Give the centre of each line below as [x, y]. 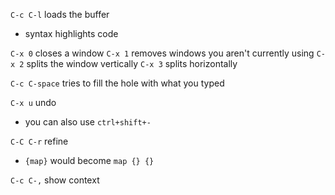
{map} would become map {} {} [89, 160]
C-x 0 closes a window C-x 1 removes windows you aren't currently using [162, 53]
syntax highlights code [71, 33]
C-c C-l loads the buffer [60, 14]
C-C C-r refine [39, 141]
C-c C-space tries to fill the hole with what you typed [117, 83]
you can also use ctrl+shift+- [88, 122]
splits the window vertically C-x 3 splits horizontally [132, 63]
